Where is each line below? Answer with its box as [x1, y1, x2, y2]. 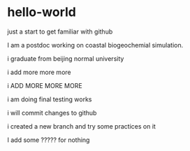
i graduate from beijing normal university [7, 54, 124, 63]
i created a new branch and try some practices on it [7, 122, 156, 130]
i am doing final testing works [7, 95, 92, 103]
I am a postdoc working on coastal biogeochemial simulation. [7, 41, 184, 49]
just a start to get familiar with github [7, 27, 113, 36]
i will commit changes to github [7, 108, 97, 117]
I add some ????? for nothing [7, 136, 90, 144]
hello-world [7, 4, 77, 20]
